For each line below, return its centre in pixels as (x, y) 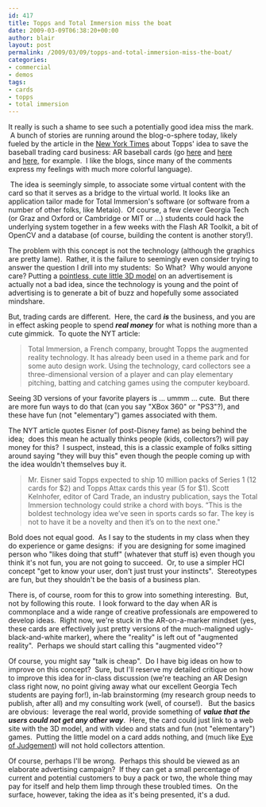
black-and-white (35, 638)
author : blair (32, 38)
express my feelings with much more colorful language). (100, 169)
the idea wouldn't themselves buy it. (67, 464)
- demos (21, 75)
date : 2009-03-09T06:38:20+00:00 (64, 30)
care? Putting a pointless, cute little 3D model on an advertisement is (120, 276)
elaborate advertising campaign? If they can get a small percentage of (124, 770)
